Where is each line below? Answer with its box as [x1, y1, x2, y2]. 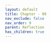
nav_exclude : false [5, 16, 45, 21]
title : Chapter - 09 [5, 12, 47, 16]
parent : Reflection [5, 25, 45, 30]
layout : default [5, 7, 38, 12]
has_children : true [5, 29, 45, 34]
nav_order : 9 [5, 20, 32, 26]
